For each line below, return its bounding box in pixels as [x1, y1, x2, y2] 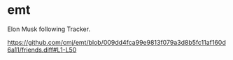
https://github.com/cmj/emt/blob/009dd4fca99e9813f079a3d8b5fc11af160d [7, 38, 226, 46]
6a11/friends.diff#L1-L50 [7, 46, 77, 54]
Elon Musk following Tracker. [7, 25, 91, 33]
